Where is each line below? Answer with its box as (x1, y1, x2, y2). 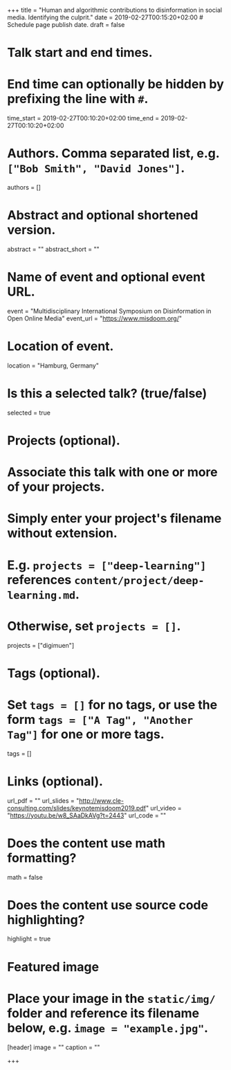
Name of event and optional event (7, 269, 205, 285)
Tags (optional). (7, 665, 100, 681)
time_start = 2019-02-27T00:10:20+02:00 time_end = (7, 114, 160, 123)
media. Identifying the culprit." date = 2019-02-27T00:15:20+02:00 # (7, 13, 204, 21)
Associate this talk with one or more (7, 464, 218, 480)
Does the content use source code (7, 897, 209, 913)
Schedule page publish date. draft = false (7, 21, 125, 28)
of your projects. (7, 479, 105, 495)
